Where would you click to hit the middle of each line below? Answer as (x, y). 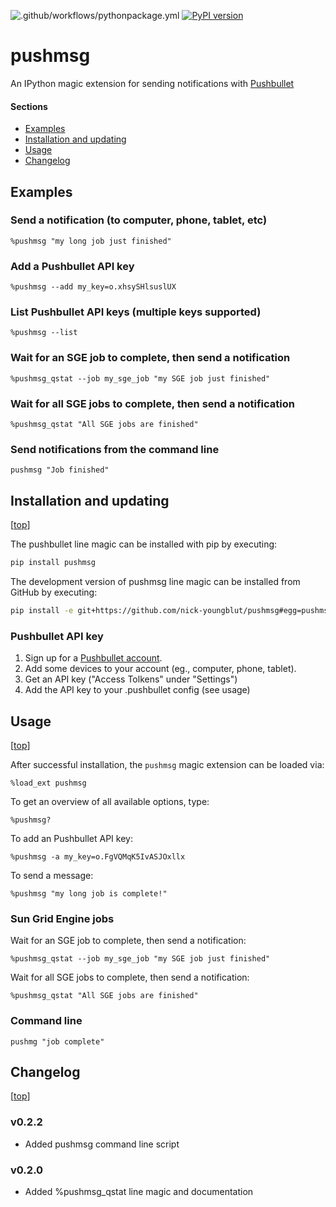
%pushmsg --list (44, 333)
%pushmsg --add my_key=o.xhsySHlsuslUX (93, 287)
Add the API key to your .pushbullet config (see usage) (137, 690)
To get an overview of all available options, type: (110, 801)
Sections (29, 106)
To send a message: (52, 875)
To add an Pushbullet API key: (71, 838)
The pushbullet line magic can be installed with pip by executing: (144, 544)
